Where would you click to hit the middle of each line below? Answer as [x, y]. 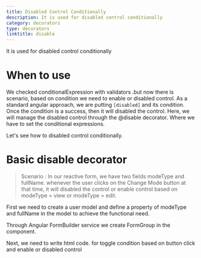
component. [21, 231]
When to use [39, 75]
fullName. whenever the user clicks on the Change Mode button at [104, 183]
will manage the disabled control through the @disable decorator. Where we [100, 118]
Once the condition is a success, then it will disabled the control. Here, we [98, 111]
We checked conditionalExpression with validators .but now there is [90, 92]
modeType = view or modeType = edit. [69, 195]
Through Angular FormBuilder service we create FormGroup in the [88, 225]
